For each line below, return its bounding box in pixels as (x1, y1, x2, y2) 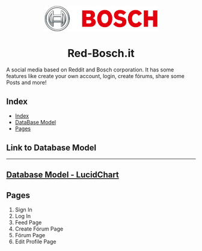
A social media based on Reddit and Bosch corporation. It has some (6, 66, 174, 73)
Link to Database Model (6, 142, 97, 153)
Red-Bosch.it (67, 46, 135, 60)
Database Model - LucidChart (6, 170, 119, 180)
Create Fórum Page (14, 225, 64, 232)
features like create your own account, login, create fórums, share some (6, 73, 185, 80)
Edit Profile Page (14, 238, 57, 246)
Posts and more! (6, 79, 47, 86)
